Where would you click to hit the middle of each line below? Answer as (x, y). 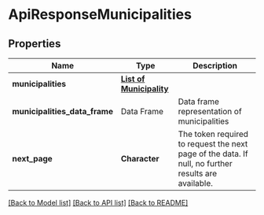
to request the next (213, 144)
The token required (213, 134)
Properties (35, 44)
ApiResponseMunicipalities (100, 15)
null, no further (205, 163)
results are (198, 173)
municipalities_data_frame (63, 111)
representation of (210, 111)
